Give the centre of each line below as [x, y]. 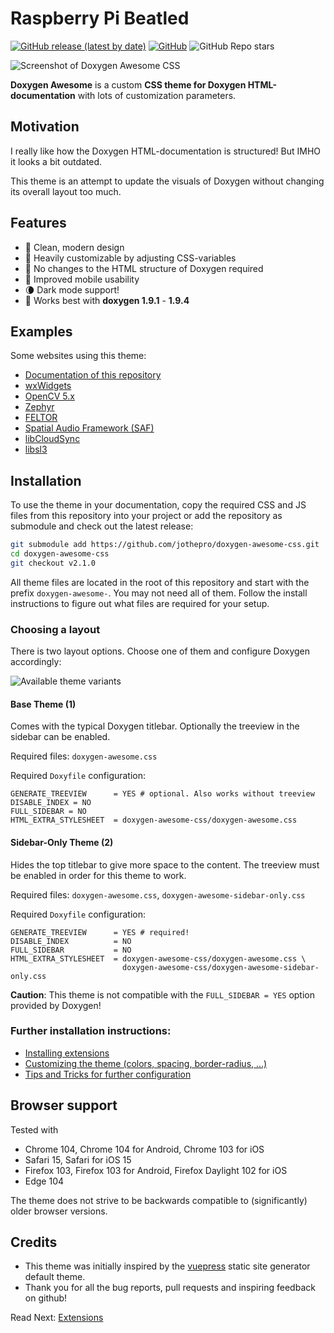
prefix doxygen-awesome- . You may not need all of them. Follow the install [159, 593]
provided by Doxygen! [56, 1005]
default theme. [55, 1277]
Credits [34, 1242]
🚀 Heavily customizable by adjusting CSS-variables [130, 258]
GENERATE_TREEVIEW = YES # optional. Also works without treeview [162, 794]
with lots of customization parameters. [157, 95]
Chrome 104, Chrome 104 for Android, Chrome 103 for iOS [144, 1149]
